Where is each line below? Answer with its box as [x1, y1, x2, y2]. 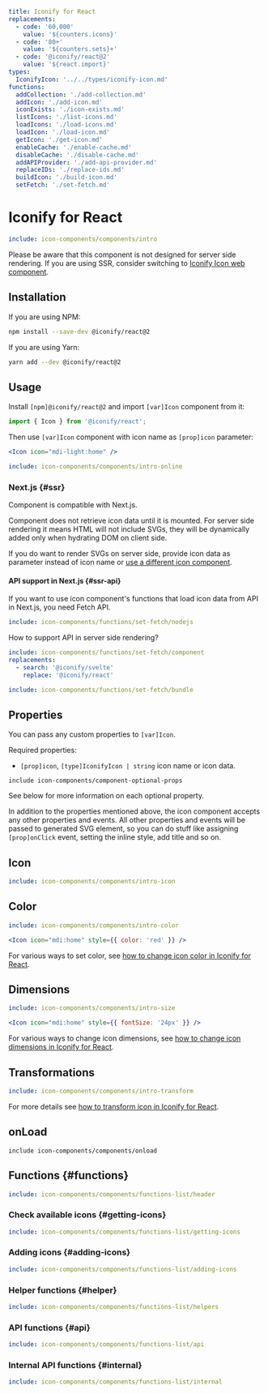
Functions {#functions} [8, 1169, 130, 1182]
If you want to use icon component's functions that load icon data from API [8, 594, 259, 604]
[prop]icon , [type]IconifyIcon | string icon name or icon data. [19, 761, 236, 771]
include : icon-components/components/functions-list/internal [8, 1378, 223, 1386]
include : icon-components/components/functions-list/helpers [8, 1303, 219, 1311]
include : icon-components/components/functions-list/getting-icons [8, 1228, 241, 1236]
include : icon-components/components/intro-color [8, 921, 180, 930]
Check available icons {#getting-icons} [8, 1209, 167, 1221]
